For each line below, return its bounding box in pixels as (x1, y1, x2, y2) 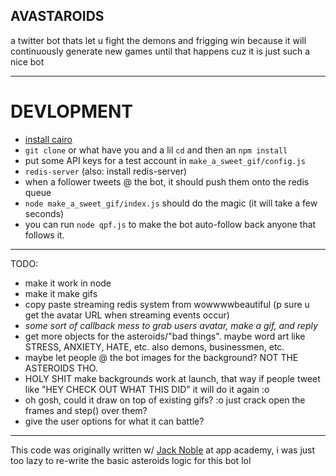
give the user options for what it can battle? (24, 415, 205, 427)
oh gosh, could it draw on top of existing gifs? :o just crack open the (24, 394, 306, 406)
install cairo (24, 133, 73, 145)
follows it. (24, 229, 65, 241)
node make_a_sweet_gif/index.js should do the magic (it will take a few (24, 197, 318, 209)
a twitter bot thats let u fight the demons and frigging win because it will (10, 34, 307, 46)
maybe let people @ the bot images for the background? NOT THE (24, 351, 299, 363)
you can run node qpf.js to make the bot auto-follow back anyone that (24, 218, 317, 230)
